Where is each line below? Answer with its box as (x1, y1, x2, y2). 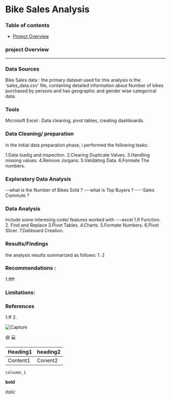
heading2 (37, 348, 61, 356)
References (5, 303, 35, 310)
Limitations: (5, 289, 36, 296)
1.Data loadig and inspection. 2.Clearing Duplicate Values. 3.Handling (5, 152, 150, 158)
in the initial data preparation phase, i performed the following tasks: (5, 142, 149, 148)
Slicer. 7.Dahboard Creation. (5, 228, 64, 234)
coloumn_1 (5, 370, 26, 376)
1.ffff (5, 276, 15, 282)
